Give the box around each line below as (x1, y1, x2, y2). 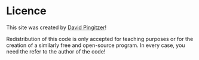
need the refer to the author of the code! (6, 48, 106, 55)
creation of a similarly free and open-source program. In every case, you (6, 42, 185, 49)
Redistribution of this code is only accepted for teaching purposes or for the (6, 35, 194, 42)
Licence (6, 4, 47, 18)
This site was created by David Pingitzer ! (6, 24, 107, 31)
